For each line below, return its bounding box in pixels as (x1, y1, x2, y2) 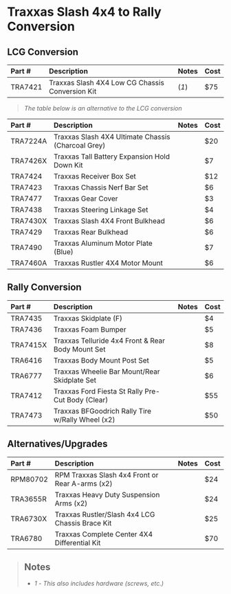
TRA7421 (10, 82, 43, 91)
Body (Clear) (66, 395, 109, 404)
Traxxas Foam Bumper (54, 324, 126, 334)
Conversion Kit (49, 87, 97, 96)
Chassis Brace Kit (54, 518, 112, 527)
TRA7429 (10, 227, 43, 237)
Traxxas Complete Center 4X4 (54, 529, 153, 539)
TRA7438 (10, 205, 43, 214)
